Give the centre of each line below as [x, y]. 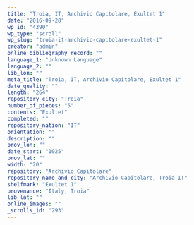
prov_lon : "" [26, 145]
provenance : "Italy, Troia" [49, 191]
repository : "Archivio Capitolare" [60, 171]
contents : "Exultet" [38, 112]
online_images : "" [34, 204]
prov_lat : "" [26, 158]
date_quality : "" [33, 86]
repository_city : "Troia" [45, 99]
